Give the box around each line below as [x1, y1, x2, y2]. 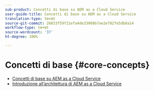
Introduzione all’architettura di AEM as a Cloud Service [12, 81, 122, 87]
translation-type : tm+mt [5, 16, 56, 21]
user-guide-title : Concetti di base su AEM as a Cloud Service [5, 12, 136, 17]
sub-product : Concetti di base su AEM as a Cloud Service [5, 7, 125, 12]
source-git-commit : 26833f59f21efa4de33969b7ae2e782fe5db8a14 [5, 20, 134, 26]
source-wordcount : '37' [5, 30, 54, 35]
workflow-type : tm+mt [5, 25, 49, 30]
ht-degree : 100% [5, 35, 38, 39]
